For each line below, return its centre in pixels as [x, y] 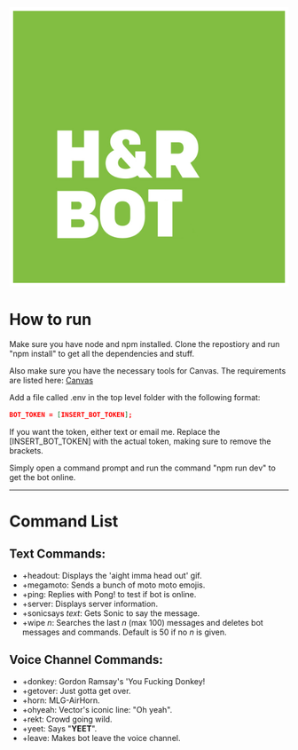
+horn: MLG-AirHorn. [61, 700]
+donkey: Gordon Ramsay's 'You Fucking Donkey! [114, 681]
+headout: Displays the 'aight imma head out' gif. [112, 575]
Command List [64, 521]
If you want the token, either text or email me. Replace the [115, 431]
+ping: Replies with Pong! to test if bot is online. [109, 594]
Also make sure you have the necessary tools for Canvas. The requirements [148, 370]
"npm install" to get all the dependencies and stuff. [102, 353]
